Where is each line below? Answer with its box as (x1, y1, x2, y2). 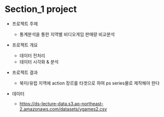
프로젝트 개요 (12, 41, 38, 48)
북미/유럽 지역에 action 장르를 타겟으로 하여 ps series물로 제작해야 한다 (19, 80, 160, 86)
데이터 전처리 (19, 52, 46, 58)
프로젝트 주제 (12, 20, 38, 26)
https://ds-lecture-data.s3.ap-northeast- (19, 100, 104, 106)
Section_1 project (5, 3, 77, 15)
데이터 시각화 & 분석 (19, 58, 59, 64)
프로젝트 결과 (12, 69, 38, 75)
